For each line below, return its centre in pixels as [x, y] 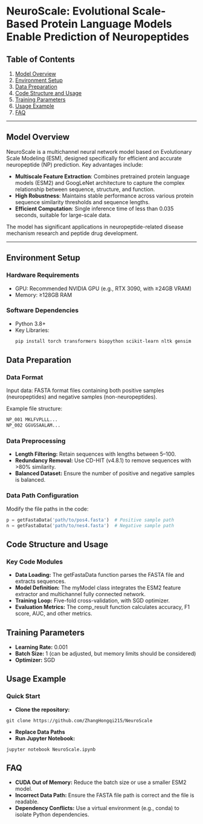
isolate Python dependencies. [52, 815]
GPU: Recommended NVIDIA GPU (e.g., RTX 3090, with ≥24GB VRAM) [103, 288]
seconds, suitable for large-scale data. [63, 215]
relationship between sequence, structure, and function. [85, 189]
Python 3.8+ [31, 324]
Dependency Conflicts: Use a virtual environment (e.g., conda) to [97, 808]
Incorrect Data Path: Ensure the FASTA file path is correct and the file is [105, 796]
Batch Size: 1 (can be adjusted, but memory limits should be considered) [105, 653]
